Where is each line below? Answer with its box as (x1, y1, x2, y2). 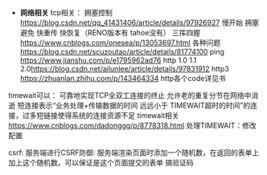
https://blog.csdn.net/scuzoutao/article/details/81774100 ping (19, 47, 225, 56)
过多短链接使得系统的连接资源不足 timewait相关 (22, 111, 179, 120)
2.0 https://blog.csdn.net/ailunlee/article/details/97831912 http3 (19, 64, 229, 73)
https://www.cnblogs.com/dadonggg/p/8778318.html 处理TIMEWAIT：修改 (8, 120, 257, 130)
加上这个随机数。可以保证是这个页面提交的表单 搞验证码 (8, 158, 194, 167)
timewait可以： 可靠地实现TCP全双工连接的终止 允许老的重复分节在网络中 (8, 91, 252, 100)
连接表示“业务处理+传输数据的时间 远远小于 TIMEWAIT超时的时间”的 (23, 100, 251, 110)
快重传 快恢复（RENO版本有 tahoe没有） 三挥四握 (35, 28, 201, 37)
